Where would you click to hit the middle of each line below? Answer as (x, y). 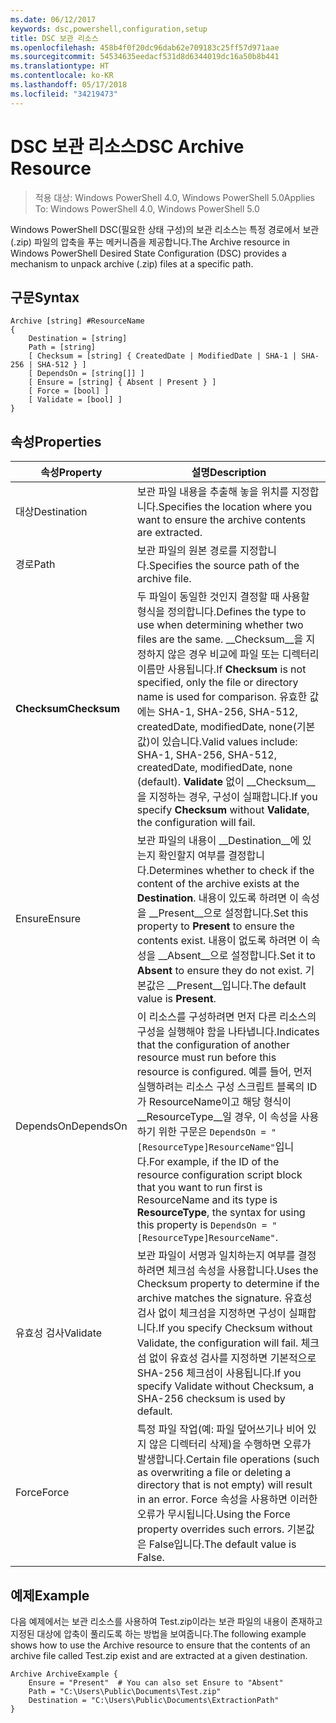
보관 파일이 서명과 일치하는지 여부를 (216, 1256)
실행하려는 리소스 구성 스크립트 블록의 (220, 1087)
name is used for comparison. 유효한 (222, 697)
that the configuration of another (213, 1045)
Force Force (42, 1493)
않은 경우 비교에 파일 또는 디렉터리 (243, 654)
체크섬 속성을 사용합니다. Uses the (243, 1271)
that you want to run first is (199, 1188)
